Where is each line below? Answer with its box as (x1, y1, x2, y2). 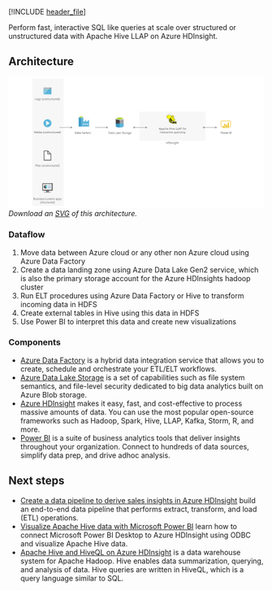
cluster (19, 282, 44, 292)
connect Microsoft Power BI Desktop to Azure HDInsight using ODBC (19, 530, 252, 540)
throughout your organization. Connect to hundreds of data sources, (19, 441, 249, 451)
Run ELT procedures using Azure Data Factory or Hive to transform (19, 290, 244, 300)
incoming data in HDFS (19, 299, 97, 309)
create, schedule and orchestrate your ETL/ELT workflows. (19, 363, 218, 373)
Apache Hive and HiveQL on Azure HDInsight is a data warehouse (19, 547, 241, 557)
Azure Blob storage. (19, 389, 88, 399)
